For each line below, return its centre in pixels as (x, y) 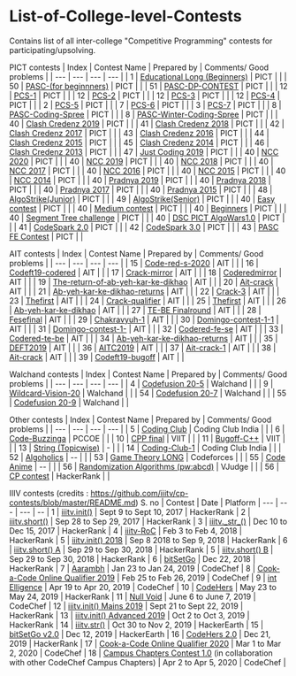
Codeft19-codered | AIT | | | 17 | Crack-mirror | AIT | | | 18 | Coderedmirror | (146, 273)
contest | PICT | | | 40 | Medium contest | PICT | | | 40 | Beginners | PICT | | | (148, 208)
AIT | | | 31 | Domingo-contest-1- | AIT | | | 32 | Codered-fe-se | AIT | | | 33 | (146, 328)
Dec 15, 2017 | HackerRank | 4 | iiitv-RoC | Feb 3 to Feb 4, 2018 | (126, 530)
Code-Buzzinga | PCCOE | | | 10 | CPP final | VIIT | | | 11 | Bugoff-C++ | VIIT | (147, 438)
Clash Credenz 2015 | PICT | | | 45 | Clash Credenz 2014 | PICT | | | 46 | (139, 142)
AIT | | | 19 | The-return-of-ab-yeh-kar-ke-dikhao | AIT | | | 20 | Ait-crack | (144, 281)
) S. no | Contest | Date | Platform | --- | (207, 503)
